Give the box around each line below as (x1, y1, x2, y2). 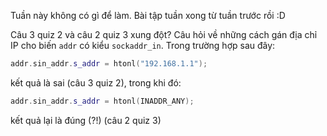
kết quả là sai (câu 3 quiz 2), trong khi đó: (10, 76, 182, 89)
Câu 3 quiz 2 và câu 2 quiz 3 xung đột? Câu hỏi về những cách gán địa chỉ (10, 29, 318, 40)
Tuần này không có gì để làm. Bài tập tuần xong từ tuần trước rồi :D (10, 10, 286, 21)
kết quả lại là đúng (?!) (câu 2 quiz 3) (10, 114, 162, 126)
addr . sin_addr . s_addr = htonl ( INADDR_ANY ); (10, 96, 195, 106)
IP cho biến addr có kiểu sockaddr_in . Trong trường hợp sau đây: (10, 40, 276, 51)
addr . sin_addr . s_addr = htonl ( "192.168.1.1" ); (10, 59, 208, 69)
